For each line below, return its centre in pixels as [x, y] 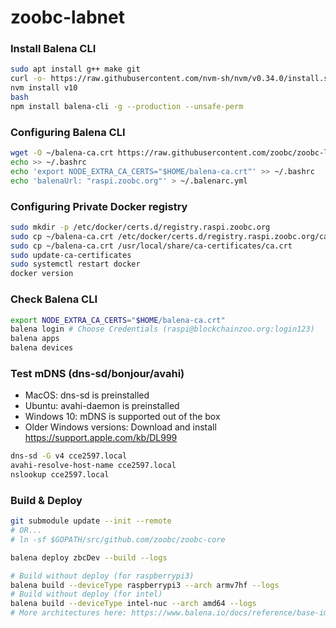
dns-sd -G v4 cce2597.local [69, 456]
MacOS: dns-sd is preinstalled [87, 395]
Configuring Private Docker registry [99, 206]
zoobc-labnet [67, 17]
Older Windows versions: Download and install [120, 427]
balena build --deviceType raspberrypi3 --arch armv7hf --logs [145, 585]
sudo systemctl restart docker [75, 264]
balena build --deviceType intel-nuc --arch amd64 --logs [133, 604]
